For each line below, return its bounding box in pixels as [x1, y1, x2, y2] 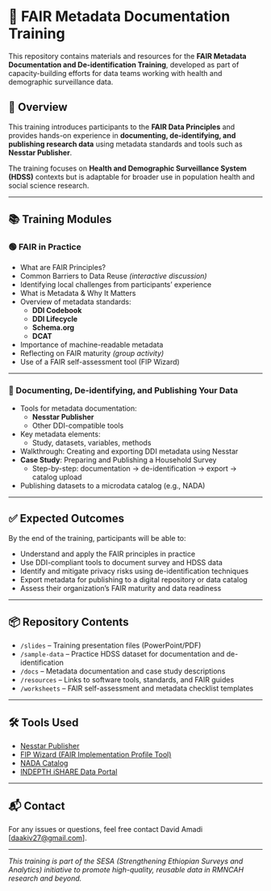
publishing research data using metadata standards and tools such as [8, 139, 244, 149]
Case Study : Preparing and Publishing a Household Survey [19, 454, 217, 464]
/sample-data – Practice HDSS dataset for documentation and [19, 649, 225, 659]
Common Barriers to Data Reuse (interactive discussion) [19, 271, 207, 281]
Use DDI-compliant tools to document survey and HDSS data [19, 557, 223, 567]
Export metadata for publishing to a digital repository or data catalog [19, 574, 248, 585]
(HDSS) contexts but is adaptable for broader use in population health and [8, 171, 256, 181]
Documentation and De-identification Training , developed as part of [8, 60, 240, 70]
